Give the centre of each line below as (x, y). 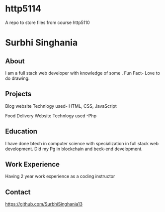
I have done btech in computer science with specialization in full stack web (82, 143)
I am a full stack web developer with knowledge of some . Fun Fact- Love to (83, 73)
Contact (18, 192)
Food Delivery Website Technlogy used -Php (51, 116)
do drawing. (17, 78)
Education (21, 131)
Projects (18, 94)
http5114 (23, 9)
